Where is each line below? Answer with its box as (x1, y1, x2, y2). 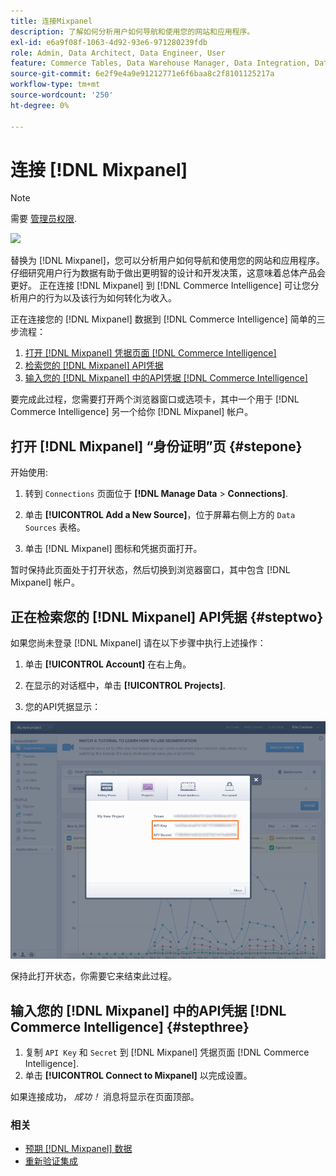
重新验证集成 (24, 1155, 78, 1167)
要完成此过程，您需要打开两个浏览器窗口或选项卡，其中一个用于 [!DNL (10, 393, 300, 405)
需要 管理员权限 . (10, 213, 77, 225)
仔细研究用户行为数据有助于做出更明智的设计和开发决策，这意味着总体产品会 (10, 267, 326, 279)
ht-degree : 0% (10, 100, 70, 110)
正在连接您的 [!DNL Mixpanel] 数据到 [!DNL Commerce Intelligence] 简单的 (10, 313, 317, 325)
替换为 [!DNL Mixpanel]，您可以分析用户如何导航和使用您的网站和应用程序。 (10, 255, 325, 267)
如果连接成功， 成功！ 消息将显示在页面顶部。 (10, 1091, 200, 1103)
